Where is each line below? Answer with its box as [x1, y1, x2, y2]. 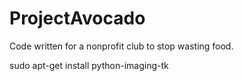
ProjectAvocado [9, 7, 146, 30]
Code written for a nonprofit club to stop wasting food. [9, 40, 234, 52]
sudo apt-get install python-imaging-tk [9, 59, 169, 71]
